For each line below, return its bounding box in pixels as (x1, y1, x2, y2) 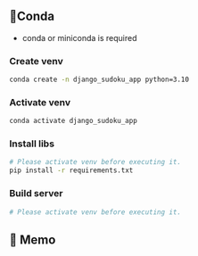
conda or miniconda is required (21, 32, 137, 43)
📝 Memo (9, 232, 56, 247)
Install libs (9, 137, 55, 150)
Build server (9, 187, 63, 200)
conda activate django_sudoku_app (9, 117, 138, 126)
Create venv (9, 54, 64, 67)
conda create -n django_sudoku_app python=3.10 (9, 75, 190, 85)
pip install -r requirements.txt (9, 166, 134, 175)
